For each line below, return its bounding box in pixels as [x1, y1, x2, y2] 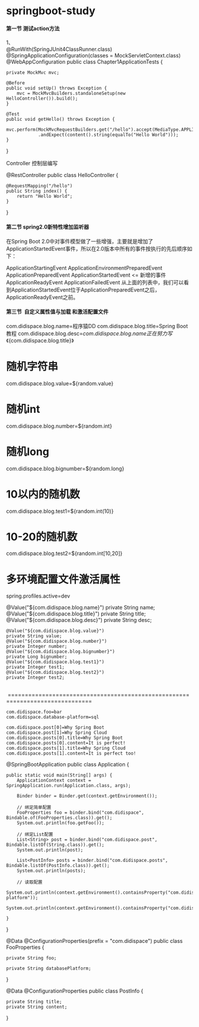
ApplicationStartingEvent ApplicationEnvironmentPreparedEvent [6, 264, 163, 271]
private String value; [6, 633, 62, 639]
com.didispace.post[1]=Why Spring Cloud [6, 730, 108, 736]
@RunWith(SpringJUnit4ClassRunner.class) [6, 46, 113, 53]
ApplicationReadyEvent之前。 [6, 293, 79, 300]
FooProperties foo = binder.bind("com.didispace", [17, 810, 145, 816]
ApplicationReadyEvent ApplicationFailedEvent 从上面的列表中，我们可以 [6, 278, 184, 285]
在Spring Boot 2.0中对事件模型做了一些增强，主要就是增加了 [6, 238, 153, 245]
